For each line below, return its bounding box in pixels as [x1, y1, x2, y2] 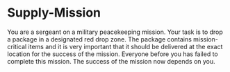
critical [7, 42, 27, 51]
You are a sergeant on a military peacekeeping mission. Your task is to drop [7, 28, 224, 36]
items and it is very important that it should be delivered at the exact [28, 42, 223, 51]
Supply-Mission [7, 5, 101, 21]
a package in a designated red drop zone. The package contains [7, 35, 192, 43]
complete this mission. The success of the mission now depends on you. [7, 57, 215, 65]
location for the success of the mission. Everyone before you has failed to [7, 50, 219, 58]
